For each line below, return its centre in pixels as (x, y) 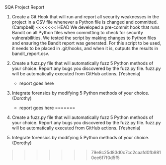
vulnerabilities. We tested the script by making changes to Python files (84, 38)
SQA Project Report (25, 7)
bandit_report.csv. (30, 54)
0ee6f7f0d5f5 (105, 158)
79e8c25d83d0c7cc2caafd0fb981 (126, 152)
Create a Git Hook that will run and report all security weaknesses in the (85, 17)
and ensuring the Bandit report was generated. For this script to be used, (86, 43)
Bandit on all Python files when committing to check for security (77, 32)
